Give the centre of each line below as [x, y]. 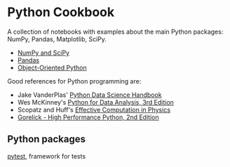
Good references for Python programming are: [74, 81]
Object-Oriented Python [52, 67]
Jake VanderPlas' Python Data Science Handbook [90, 95]
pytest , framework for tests [47, 156]
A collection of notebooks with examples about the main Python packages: [115, 32]
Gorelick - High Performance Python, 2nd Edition [88, 117]
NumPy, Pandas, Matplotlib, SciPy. [57, 39]
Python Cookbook [61, 12]
